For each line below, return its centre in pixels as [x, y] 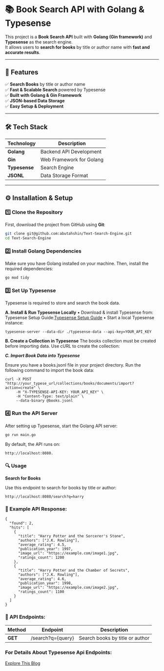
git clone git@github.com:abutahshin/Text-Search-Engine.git [69, 234]
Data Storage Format [64, 175]
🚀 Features [22, 72]
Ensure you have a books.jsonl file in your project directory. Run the [73, 365]
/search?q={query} [52, 638]
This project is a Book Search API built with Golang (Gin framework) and [79, 37]
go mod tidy [17, 278]
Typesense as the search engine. [39, 42]
